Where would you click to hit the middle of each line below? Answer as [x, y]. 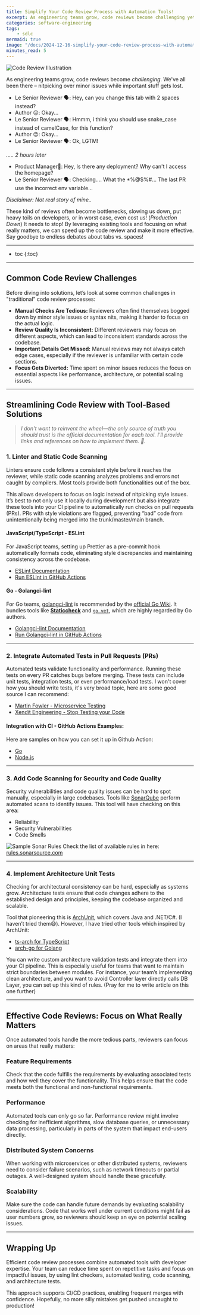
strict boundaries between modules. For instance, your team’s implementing [99, 972]
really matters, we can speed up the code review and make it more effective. [100, 230]
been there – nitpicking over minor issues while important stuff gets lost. [95, 86]
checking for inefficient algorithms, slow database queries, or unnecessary [98, 1122]
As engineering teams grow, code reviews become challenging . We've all [96, 79]
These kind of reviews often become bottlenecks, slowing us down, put [94, 211]
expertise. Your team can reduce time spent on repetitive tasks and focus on [100, 1268]
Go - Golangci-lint [29, 591]
